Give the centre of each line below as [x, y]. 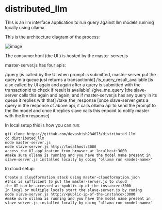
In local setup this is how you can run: [43, 125]
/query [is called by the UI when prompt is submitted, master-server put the [81, 74]
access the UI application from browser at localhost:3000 [66, 151]
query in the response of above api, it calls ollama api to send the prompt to [81, 105]
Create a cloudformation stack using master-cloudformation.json [72, 177]
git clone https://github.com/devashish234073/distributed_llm [70, 134]
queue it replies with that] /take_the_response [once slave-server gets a [77, 100]
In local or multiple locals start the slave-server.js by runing [73, 190]
